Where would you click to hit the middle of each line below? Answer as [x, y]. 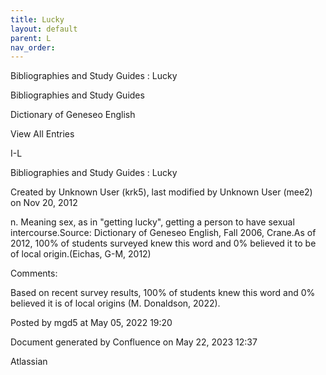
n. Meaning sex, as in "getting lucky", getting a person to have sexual [152, 222]
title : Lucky [37, 19]
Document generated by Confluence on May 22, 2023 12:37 [134, 342]
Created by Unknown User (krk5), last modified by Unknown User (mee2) [161, 192]
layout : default [44, 29]
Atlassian [29, 362]
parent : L [31, 38]
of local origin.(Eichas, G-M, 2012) [81, 254]
